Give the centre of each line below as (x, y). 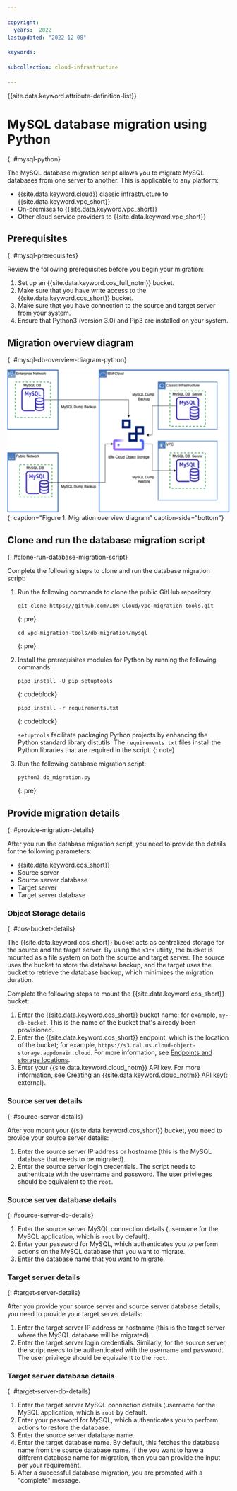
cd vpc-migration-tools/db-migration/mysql (83, 633)
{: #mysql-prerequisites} (43, 255)
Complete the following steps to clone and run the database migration (109, 571)
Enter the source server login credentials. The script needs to (107, 1166)
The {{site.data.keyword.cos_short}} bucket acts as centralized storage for (116, 943)
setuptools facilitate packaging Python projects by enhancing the (113, 735)
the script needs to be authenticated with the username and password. (121, 1350)
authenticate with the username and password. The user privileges (115, 1174)
